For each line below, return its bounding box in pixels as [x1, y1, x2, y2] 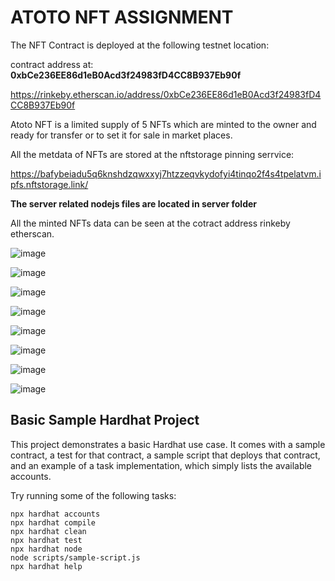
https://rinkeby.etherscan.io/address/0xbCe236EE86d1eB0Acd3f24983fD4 [10, 88, 322, 100]
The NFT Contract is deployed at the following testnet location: [10, 39, 270, 51]
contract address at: [10, 58, 94, 70]
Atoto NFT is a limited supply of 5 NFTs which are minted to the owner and [10, 118, 317, 130]
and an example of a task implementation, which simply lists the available [10, 459, 313, 471]
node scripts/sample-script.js [10, 552, 141, 563]
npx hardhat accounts [10, 509, 101, 519]
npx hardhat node [10, 544, 83, 554]
